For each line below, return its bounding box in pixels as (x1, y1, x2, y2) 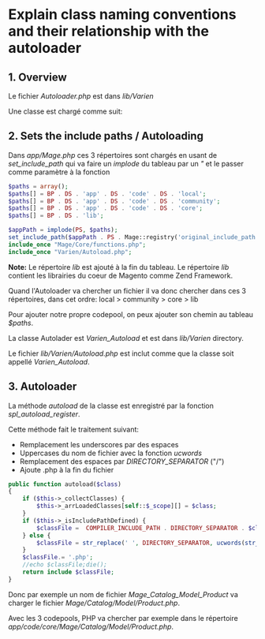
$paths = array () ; (8, 182, 69, 190)
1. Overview (8, 70, 67, 84)
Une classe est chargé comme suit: (8, 106, 123, 116)
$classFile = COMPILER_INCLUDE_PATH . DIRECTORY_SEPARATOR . (36, 524, 245, 532)
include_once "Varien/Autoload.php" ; (8, 248, 132, 256)
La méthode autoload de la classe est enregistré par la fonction (8, 401, 215, 410)
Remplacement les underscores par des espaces (19, 439, 179, 449)
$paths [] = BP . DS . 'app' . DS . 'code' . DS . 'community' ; (8, 197, 221, 205)
